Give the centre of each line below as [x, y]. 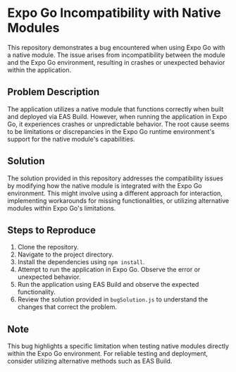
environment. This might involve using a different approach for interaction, [115, 193]
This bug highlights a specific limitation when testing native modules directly [118, 346]
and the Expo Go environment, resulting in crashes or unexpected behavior [116, 62]
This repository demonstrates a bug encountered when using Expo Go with [116, 47]
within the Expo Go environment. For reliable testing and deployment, [108, 354]
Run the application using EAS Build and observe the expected [108, 285]
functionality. [36, 292]
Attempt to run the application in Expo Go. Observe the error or [109, 270]
